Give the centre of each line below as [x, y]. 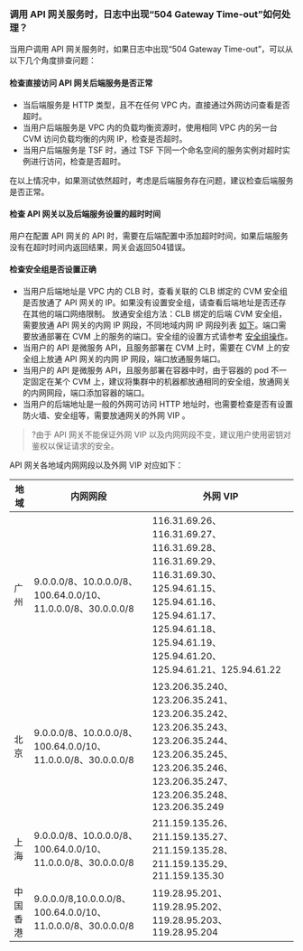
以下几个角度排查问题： [53, 61]
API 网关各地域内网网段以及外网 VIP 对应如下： [96, 465]
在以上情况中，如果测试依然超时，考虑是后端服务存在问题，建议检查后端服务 [151, 180]
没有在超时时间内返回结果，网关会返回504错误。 [100, 247]
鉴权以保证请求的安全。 [75, 445]
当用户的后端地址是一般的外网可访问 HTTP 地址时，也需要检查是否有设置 [158, 404]
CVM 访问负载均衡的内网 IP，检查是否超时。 [105, 138]
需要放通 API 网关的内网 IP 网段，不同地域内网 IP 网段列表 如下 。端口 [151, 325]
